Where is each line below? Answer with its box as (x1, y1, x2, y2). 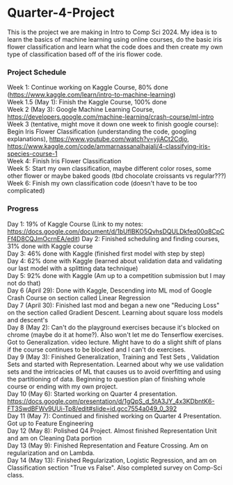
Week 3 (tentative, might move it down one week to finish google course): (7, 120, 219, 129)
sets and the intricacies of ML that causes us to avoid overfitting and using (7, 367, 221, 376)
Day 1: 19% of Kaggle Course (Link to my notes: (7, 220, 144, 228)
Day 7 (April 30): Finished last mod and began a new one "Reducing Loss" (7, 301, 220, 309)
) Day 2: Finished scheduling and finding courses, (77, 234, 220, 243)
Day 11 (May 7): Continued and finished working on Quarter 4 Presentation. (7, 411, 222, 420)
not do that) (7, 279, 41, 287)
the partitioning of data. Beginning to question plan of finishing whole (7, 375, 206, 383)
